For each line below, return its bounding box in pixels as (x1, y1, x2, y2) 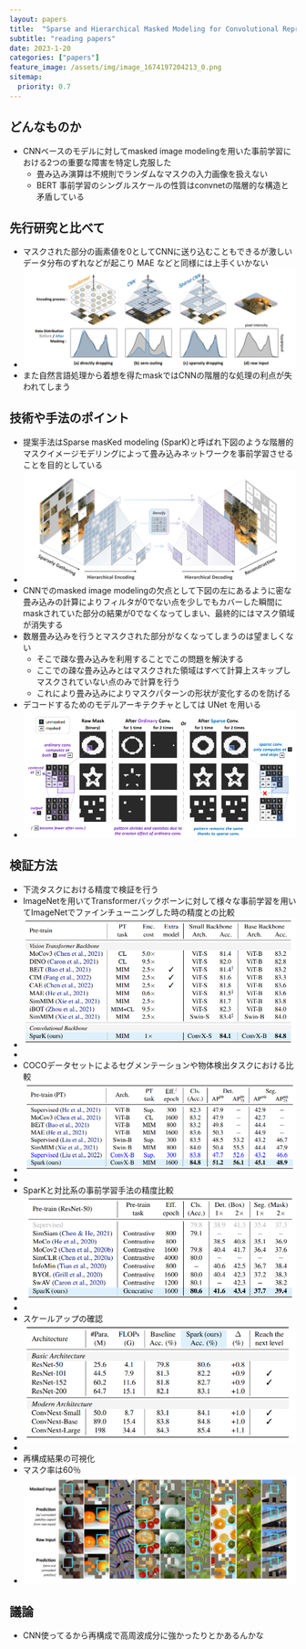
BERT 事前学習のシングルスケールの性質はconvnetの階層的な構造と (36, 179, 290, 191)
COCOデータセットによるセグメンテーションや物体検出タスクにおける (22, 1060, 286, 1071)
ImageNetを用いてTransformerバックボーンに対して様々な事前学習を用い (22, 895, 297, 906)
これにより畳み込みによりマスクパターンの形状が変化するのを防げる (36, 688, 291, 698)
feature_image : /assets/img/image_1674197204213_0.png (9, 63, 222, 72)
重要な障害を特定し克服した (67, 156, 172, 168)
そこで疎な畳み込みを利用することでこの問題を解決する (36, 654, 244, 665)
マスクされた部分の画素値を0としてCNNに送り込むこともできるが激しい (22, 247, 293, 257)
